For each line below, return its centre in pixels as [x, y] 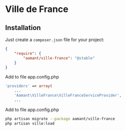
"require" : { [28, 53]
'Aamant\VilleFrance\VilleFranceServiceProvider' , [68, 95]
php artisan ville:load [30, 123]
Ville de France [37, 9]
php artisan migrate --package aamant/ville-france [60, 118]
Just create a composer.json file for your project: [55, 39]
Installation [23, 28]
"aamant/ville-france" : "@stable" [59, 58]
